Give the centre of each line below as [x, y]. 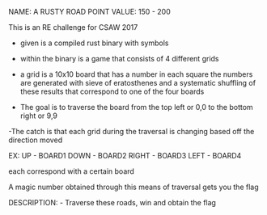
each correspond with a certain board [72, 171]
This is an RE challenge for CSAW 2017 [73, 27]
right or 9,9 [39, 116]
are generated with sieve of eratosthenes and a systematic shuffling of [138, 83]
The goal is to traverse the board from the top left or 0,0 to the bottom [136, 107]
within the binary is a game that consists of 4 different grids [119, 59]
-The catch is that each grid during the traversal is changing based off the [131, 131]
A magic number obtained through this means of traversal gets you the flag [133, 187]
